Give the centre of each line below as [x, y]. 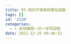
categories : [18, 24]
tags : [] [14, 15]
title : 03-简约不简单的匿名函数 [35, 10]
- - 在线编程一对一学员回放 [35, 29]
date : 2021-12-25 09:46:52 [34, 33]
